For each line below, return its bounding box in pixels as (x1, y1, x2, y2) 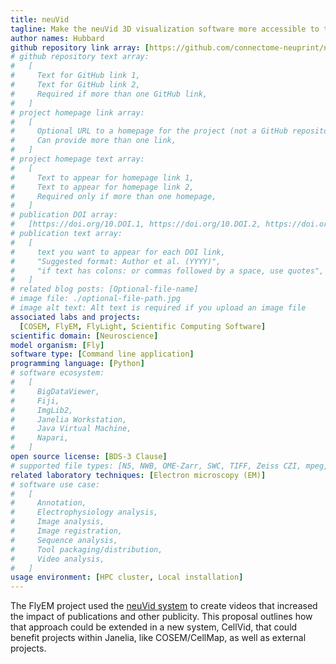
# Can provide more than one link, (10, 136, 177, 146)
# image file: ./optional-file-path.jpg (10, 294, 182, 304)
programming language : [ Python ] (10, 359, 145, 369)
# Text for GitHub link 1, (10, 71, 141, 81)
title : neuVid (10, 14, 70, 25)
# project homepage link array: (10, 107, 145, 118)
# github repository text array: (10, 52, 150, 62)
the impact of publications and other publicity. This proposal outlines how (10, 611, 313, 623)
